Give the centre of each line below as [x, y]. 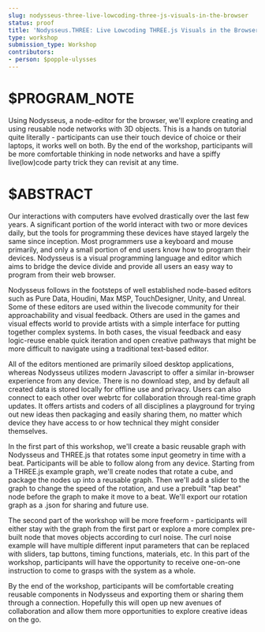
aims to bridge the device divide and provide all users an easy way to [121, 266]
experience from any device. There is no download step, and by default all [129, 380]
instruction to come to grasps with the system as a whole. [102, 570]
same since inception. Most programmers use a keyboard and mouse [121, 241]
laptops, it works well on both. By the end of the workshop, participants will [131, 145]
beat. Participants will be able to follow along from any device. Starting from [131, 463]
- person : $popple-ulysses [52, 60]
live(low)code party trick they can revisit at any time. [93, 162]
